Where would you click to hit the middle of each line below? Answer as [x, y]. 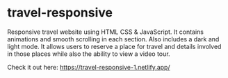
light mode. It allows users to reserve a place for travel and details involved [114, 46]
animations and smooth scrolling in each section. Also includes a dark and [113, 39]
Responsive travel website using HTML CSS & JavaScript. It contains [105, 32]
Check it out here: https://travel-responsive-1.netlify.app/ [89, 67]
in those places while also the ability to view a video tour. [89, 54]
